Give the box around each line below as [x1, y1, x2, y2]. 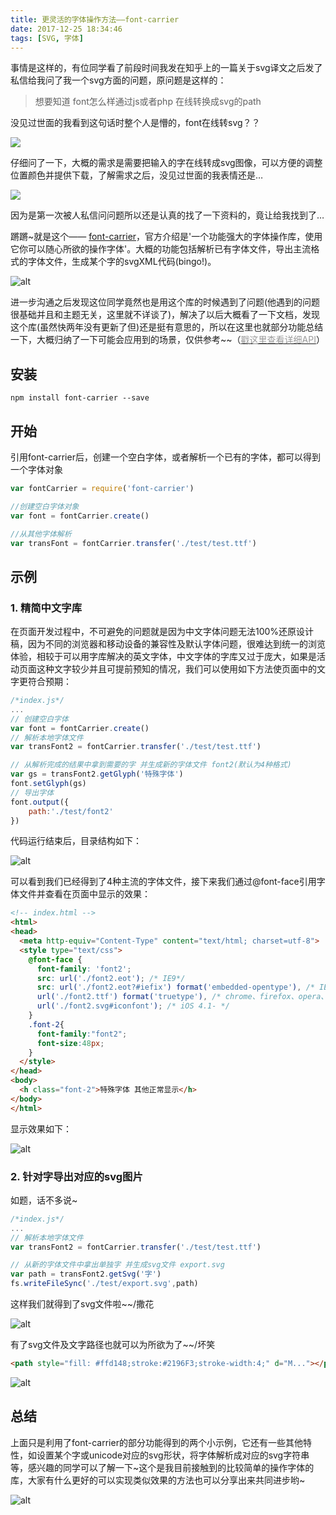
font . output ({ [10, 797, 70, 807]
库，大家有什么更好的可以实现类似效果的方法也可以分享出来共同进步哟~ [10, 1474, 306, 1486]
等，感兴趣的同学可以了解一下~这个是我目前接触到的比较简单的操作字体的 [10, 1461, 315, 1473]
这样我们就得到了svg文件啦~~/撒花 [10, 1298, 155, 1310]
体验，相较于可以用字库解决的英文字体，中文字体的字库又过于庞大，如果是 [10, 651, 317, 663]
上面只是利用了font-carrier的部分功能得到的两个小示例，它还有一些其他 [10, 1436, 303, 1448]
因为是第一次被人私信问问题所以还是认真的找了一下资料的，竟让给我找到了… [10, 209, 325, 221]
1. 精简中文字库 [10, 601, 83, 615]
